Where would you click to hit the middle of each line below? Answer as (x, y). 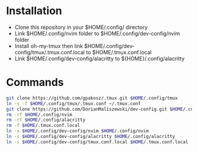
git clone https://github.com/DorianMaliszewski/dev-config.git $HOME (95, 109)
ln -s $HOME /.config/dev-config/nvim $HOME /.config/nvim (77, 131)
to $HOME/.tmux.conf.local (119, 52)
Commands (35, 82)
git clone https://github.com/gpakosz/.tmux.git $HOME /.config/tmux (92, 98)
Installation (34, 11)
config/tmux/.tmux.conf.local (50, 52)
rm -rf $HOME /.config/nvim (39, 114)
